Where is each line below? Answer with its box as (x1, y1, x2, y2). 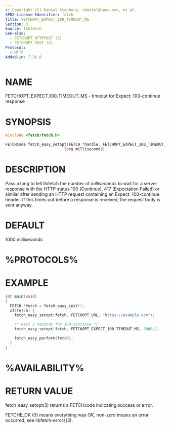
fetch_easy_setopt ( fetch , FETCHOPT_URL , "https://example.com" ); (14, 313, 155, 318)
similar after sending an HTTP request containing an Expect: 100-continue (5, 191, 159, 197)
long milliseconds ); (64, 147, 108, 152)
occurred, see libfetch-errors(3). (5, 417, 73, 423)
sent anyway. (5, 202, 33, 208)
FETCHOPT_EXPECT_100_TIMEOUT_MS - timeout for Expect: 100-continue (5, 93, 161, 99)
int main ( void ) (5, 294, 37, 299)
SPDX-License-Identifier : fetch (5, 12, 73, 17)
